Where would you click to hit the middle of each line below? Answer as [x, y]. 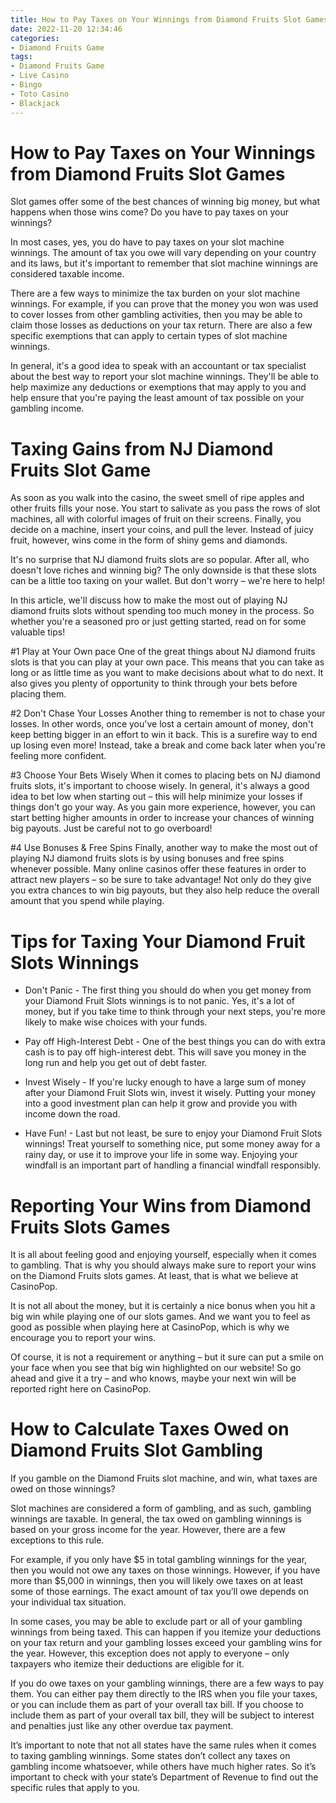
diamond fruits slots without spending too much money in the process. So [162, 611]
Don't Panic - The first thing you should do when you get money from [168, 990]
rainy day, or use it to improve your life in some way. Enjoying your [161, 1155]
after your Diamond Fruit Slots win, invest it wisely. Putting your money [170, 1093]
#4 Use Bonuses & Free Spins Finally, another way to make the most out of [164, 848]
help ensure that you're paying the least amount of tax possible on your [157, 398]
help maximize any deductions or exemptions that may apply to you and [158, 387]
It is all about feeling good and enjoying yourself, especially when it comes [163, 1255]
